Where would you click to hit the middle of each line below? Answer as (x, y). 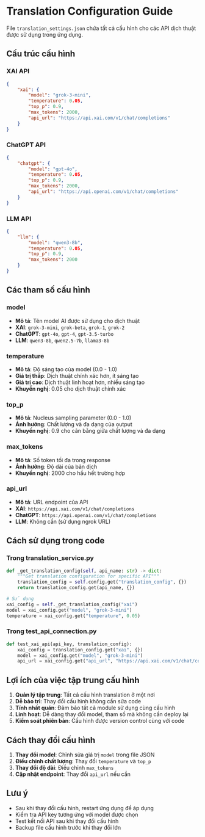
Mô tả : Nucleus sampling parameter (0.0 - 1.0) (73, 418)
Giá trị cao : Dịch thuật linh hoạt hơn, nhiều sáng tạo (80, 382)
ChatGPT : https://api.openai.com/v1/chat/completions (86, 515)
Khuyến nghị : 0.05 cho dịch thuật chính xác (70, 388)
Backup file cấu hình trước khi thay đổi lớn (68, 827)
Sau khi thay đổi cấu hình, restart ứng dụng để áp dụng (85, 808)
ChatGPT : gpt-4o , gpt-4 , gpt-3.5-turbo (64, 333)
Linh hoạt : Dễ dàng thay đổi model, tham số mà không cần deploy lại (102, 714)
